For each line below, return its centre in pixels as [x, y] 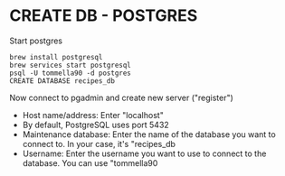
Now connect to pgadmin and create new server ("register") [121, 97]
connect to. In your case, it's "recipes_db [99, 144]
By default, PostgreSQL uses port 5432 [95, 125]
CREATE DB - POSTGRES [104, 16]
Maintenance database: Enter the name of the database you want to [149, 134]
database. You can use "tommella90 [90, 162]
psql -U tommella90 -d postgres [70, 73]
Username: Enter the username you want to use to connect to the [144, 153]
